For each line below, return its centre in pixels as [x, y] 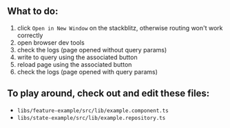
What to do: [33, 11]
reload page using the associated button [74, 64]
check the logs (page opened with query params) [87, 72]
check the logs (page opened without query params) [92, 50]
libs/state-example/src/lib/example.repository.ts [91, 118]
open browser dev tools [51, 42]
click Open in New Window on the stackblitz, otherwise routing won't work [120, 28]
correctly [30, 35]
